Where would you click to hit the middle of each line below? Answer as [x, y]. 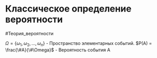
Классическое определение [68, 9]
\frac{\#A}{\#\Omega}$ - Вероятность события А [58, 50]
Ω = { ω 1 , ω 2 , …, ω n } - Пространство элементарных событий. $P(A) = [78, 44]
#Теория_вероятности [30, 33]
